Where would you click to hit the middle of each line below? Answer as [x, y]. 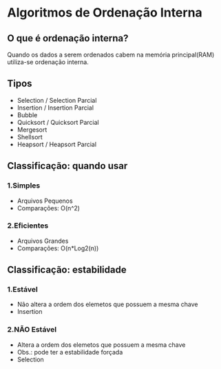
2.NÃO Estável [32, 330]
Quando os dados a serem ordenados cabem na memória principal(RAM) [111, 54]
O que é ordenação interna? [68, 38]
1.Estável [22, 290]
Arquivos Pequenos [45, 201]
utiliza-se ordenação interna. [48, 62]
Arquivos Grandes [43, 241]
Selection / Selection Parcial [57, 100]
